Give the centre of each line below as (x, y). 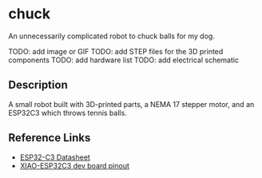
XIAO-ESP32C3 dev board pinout (75, 165)
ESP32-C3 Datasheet (55, 157)
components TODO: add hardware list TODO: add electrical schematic (124, 60)
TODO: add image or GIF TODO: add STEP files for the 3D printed (116, 51)
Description (38, 85)
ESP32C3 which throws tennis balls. (68, 113)
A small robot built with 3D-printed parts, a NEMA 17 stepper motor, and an (131, 104)
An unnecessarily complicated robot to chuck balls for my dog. (112, 36)
